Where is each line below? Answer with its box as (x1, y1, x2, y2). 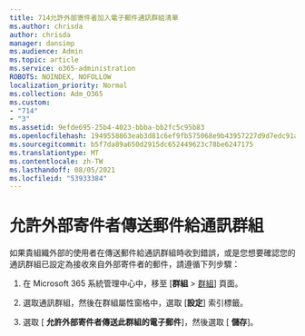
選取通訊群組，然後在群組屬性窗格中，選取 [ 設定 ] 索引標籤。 (22, 297, 248, 309)
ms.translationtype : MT (9, 148, 100, 157)
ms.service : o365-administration (9, 64, 136, 74)
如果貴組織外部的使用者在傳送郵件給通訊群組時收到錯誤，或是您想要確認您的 (9, 247, 296, 259)
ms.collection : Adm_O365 (9, 89, 103, 98)
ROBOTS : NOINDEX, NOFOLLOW (9, 73, 112, 82)
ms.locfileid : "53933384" (9, 173, 107, 183)
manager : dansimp (9, 38, 75, 48)
